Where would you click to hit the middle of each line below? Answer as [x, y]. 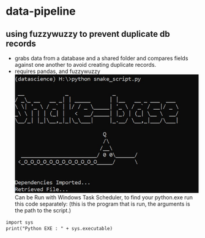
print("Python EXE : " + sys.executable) [59, 228]
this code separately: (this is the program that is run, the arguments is [102, 204]
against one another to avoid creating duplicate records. [85, 65]
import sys [20, 222]
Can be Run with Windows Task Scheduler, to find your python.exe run [104, 197]
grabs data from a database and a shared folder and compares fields [101, 58]
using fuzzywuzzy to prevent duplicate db [88, 34]
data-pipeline [41, 11]
